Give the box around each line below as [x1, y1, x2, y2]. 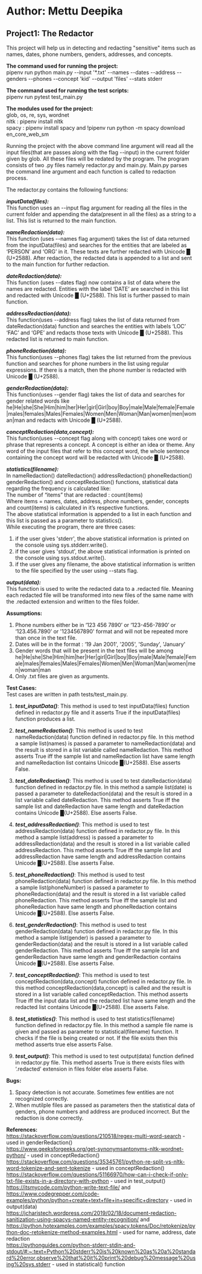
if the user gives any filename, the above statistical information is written [14, 561, 195, 568]
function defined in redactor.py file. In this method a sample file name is [14, 1022, 194, 1028]
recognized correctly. [14, 1095, 69, 1102]
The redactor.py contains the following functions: [6, 186, 128, 193]
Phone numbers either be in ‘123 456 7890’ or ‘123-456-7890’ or [14, 622, 176, 628]
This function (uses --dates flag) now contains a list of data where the [6, 279, 180, 286]
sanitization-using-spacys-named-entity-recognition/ [6, 1216, 139, 1223]
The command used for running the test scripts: [6, 87, 129, 94]
